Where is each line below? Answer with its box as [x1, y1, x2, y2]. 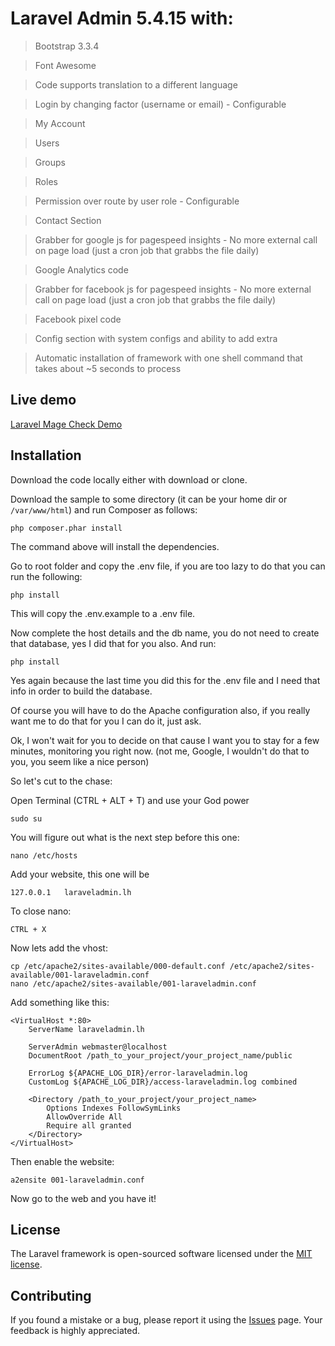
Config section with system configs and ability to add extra [34, 332, 278, 344]
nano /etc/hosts [10, 850, 78, 861]
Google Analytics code [34, 263, 129, 276]
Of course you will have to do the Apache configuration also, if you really [10, 704, 311, 716]
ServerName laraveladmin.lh [28, 1024, 145, 1034]
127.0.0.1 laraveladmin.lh [10, 887, 132, 897]
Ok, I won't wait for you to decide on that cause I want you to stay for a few [10, 734, 320, 746]
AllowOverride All [46, 1112, 123, 1122]
